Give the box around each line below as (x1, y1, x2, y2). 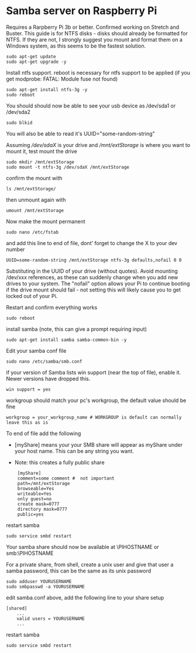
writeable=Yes (17, 491, 52, 497)
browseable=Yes (17, 485, 54, 491)
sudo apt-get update (6, 53, 57, 59)
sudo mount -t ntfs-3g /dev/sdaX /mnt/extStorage (6, 164, 130, 170)
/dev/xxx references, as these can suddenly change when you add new (6, 273, 178, 280)
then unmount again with (6, 196, 66, 203)
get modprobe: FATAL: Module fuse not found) (6, 75, 118, 82)
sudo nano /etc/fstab (6, 229, 59, 235)
